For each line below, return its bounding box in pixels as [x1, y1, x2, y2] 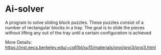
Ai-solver [5, 3, 44, 15]
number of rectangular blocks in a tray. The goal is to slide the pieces [5, 24, 145, 30]
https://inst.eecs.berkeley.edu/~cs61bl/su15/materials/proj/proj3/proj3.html [5, 44, 156, 50]
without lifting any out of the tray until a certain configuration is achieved [5, 30, 152, 36]
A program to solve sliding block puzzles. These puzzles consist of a [5, 19, 144, 25]
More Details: [5, 39, 32, 45]
